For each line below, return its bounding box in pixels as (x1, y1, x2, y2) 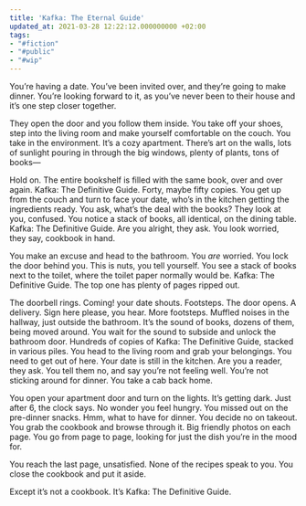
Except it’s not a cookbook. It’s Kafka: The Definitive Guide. (9, 486, 232, 497)
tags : (9, 30, 30, 39)
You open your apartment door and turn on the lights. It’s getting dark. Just (9, 393, 291, 403)
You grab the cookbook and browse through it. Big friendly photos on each (9, 422, 291, 432)
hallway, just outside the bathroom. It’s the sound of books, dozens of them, (9, 317, 295, 327)
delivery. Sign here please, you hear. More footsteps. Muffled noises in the (9, 307, 290, 318)
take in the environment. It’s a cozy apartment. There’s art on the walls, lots (9, 138, 292, 148)
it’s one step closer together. (9, 100, 117, 111)
